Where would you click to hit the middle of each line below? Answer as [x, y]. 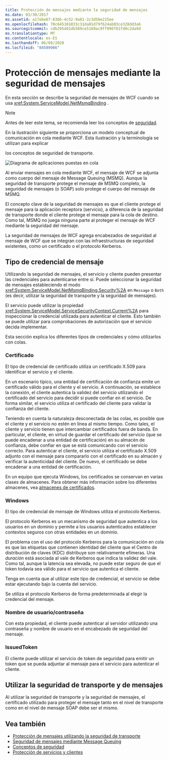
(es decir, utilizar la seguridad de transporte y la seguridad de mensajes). [81, 296]
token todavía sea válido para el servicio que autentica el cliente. [72, 568]
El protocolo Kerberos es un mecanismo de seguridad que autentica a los [81, 521]
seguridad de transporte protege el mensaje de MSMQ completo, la [75, 183]
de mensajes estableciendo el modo [43, 285]
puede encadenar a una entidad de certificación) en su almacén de [75, 440]
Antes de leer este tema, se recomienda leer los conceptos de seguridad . [81, 123]
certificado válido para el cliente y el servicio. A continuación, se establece [83, 387]
